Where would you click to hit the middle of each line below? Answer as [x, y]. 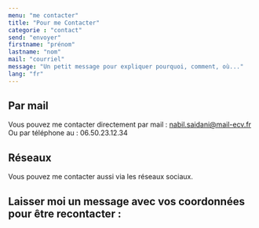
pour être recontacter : [65, 213]
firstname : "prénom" [42, 45]
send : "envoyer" [35, 37]
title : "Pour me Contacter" [54, 23]
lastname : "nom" [35, 52]
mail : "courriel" [36, 60]
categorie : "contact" [45, 30]
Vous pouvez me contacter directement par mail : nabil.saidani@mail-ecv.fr [130, 125]
